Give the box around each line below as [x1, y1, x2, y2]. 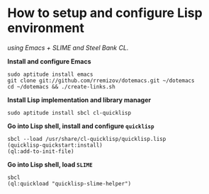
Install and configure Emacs [7, 57, 91, 65]
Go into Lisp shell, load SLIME [7, 160, 94, 169]
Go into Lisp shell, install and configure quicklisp [7, 122, 154, 130]
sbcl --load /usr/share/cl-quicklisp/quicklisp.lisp [7, 135, 166, 142]
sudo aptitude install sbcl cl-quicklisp [7, 109, 132, 116]
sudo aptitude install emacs [7, 71, 94, 78]
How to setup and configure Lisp [7, 5, 203, 21]
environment [7, 20, 85, 36]
